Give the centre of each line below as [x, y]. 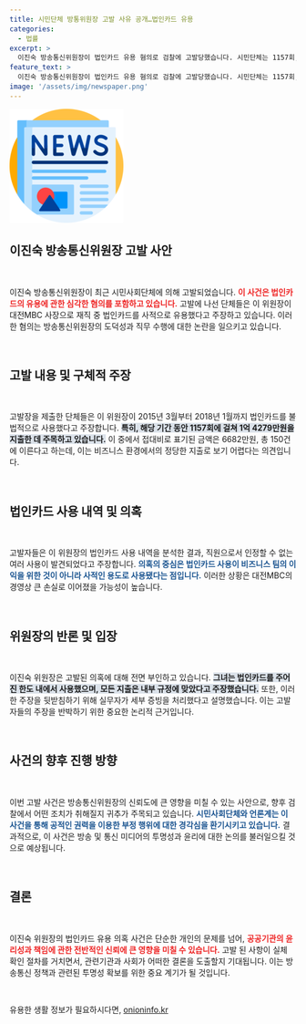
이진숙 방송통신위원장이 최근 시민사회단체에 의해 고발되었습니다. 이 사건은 [140, 292]
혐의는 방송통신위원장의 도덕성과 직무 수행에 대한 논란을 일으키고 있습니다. [150, 326]
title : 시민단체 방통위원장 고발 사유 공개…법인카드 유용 [102, 19]
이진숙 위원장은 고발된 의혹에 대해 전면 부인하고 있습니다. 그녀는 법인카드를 [142, 677]
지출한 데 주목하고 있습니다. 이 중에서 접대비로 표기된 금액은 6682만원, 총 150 [147, 440]
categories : [32, 29]
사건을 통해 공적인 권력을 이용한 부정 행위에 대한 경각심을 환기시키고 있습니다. [145, 824]
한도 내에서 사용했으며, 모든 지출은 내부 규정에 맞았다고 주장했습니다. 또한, [148, 689]
